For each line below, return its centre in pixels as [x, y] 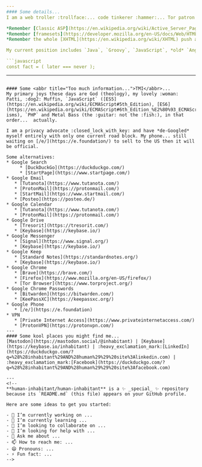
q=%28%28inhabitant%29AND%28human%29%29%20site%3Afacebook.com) [88, 368]
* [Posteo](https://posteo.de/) [55, 199]
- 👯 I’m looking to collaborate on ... [56, 425]
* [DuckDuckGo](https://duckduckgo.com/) [72, 167]
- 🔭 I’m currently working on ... [50, 415]
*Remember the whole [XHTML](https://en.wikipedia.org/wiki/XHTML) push [99, 40]
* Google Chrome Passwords [40, 289]
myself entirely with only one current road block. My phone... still [96, 136]
